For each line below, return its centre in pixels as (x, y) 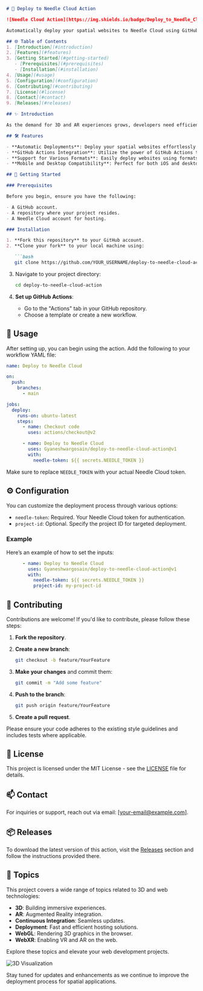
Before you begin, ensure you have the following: (71, 196)
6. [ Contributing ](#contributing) (50, 86)
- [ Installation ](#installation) (56, 69)
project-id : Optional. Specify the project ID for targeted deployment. (101, 523)
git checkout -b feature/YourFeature (63, 660)
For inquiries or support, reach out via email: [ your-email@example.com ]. (97, 812)
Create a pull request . (43, 717)
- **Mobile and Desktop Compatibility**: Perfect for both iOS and (93, 164)
